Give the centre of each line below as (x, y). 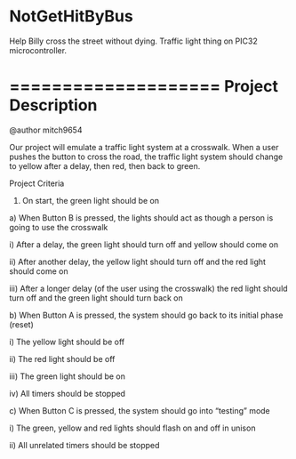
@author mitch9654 (46, 130)
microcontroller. (38, 50)
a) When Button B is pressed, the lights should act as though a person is (141, 217)
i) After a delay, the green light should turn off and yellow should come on (144, 244)
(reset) (21, 324)
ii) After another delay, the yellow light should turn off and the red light (138, 262)
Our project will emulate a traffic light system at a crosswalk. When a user (144, 147)
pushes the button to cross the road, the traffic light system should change (146, 157)
